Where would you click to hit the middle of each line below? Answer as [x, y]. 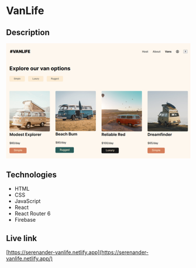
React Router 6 [32, 214]
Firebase [25, 220]
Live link [21, 238]
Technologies [32, 175]
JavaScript [27, 201]
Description [28, 32]
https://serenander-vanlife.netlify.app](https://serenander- [78, 252]
